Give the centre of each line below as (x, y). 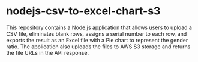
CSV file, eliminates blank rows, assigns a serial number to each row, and (97, 33)
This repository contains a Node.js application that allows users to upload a (99, 27)
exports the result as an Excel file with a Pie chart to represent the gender (97, 40)
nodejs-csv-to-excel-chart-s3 (83, 11)
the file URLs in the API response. (47, 52)
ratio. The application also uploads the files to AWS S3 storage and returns (98, 46)
